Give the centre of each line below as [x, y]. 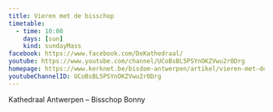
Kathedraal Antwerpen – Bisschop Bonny [77, 99]
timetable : [27, 24]
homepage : [25, 69]
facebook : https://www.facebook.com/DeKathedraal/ [96, 54]
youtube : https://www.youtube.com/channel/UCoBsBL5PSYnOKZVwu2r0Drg [127, 62]
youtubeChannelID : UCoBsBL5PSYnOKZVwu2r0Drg [85, 76]
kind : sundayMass [52, 46]
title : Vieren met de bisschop [61, 16]
